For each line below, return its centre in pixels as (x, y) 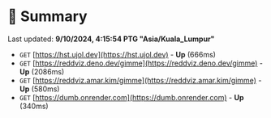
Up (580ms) (39, 89)
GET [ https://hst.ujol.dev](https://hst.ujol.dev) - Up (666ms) (118, 54)
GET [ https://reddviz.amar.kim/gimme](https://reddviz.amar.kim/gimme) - (140, 80)
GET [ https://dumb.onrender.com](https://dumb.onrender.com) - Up (131, 97)
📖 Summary (47, 17)
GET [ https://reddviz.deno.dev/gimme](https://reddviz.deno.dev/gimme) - (141, 63)
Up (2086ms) (42, 71)
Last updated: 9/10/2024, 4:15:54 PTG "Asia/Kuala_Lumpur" (111, 39)
